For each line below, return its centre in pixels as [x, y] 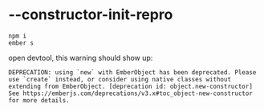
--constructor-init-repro [91, 15]
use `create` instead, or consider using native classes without [120, 79]
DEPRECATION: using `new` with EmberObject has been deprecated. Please [132, 72]
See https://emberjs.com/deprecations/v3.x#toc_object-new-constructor [130, 93]
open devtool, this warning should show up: [81, 57]
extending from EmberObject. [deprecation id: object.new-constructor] [130, 86]
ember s [21, 43]
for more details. [39, 100]
